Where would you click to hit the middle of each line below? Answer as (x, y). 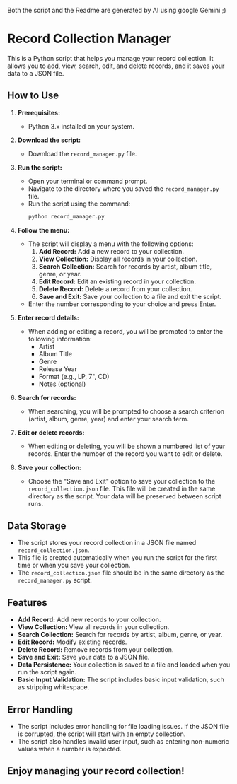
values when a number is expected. (69, 749)
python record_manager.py (66, 216)
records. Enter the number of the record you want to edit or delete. (125, 454)
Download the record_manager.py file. (82, 153)
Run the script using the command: (79, 204)
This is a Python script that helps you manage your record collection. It (110, 58)
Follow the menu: (44, 230)
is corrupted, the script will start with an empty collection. (102, 734)
